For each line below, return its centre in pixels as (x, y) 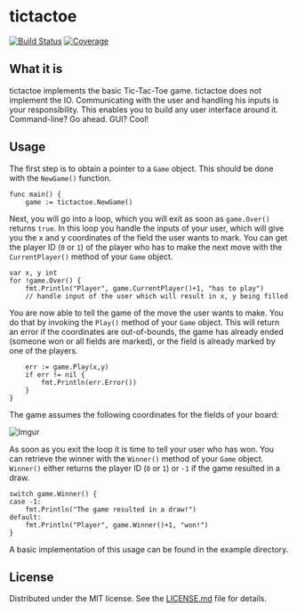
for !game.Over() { (45, 281)
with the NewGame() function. (60, 178)
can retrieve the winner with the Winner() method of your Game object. (136, 458)
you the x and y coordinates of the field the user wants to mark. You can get (148, 237)
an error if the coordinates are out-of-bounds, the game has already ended (147, 331)
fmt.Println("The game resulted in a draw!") (111, 510)
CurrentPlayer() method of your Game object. (91, 257)
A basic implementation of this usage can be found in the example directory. (149, 549)
